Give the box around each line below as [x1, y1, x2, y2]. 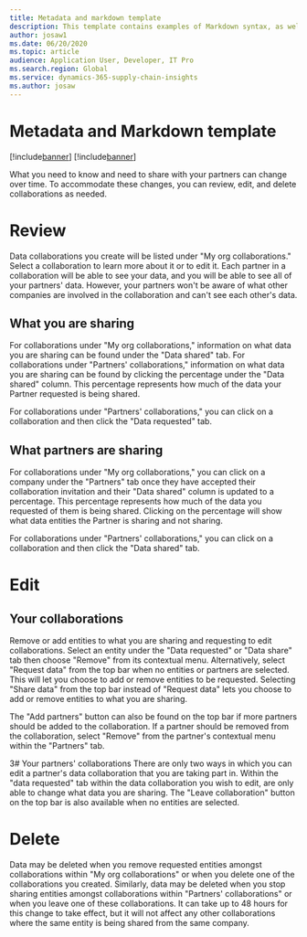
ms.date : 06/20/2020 [9, 38, 89, 48]
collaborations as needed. [9, 188, 108, 199]
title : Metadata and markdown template [9, 13, 162, 23]
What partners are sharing [9, 442, 164, 458]
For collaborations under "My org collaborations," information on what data [9, 340, 292, 351]
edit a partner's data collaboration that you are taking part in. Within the [9, 768, 279, 779]
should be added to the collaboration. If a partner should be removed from [9, 721, 290, 732]
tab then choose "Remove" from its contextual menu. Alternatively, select [9, 655, 286, 665]
